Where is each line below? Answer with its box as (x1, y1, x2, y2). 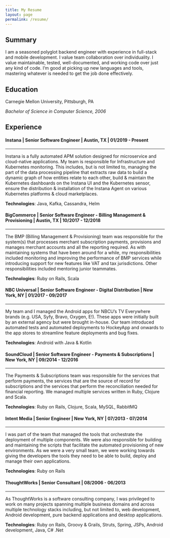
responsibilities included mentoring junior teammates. (5, 265, 117, 272)
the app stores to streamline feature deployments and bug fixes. (5, 330, 139, 336)
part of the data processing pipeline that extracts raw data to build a (5, 169, 147, 175)
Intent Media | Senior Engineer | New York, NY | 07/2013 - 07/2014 (5, 415, 148, 421)
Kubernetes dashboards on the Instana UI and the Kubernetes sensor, (5, 180, 151, 186)
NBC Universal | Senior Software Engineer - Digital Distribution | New (5, 287, 153, 293)
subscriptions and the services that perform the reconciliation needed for (5, 383, 158, 389)
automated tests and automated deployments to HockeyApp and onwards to (5, 325, 164, 330)
